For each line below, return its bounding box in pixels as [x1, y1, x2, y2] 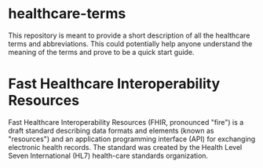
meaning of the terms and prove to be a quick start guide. [8, 47, 195, 57]
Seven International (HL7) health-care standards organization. [8, 151, 209, 160]
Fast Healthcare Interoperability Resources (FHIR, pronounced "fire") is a [8, 117, 244, 126]
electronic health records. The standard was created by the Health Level [8, 142, 243, 152]
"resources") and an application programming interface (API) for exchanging [8, 134, 256, 144]
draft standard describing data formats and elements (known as [8, 126, 214, 135]
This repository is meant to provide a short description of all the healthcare [8, 31, 250, 40]
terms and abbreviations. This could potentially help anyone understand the [8, 38, 253, 48]
